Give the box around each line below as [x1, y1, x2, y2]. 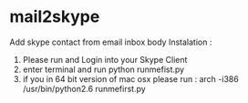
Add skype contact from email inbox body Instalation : [9, 36, 212, 47]
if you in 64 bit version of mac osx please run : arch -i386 [22, 73, 239, 84]
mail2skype [9, 6, 100, 27]
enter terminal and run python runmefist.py [22, 64, 185, 75]
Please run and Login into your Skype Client [22, 54, 188, 65]
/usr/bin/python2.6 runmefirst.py [22, 83, 146, 94]
